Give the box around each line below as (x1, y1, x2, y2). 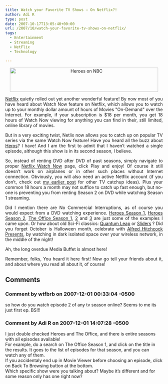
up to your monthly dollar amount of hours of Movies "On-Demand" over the (5, 106, 163, 112)
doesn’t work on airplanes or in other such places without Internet (5, 168, 163, 174)
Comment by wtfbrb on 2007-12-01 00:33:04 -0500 (5, 290, 135, 297)
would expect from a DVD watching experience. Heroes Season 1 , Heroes (5, 209, 163, 215)
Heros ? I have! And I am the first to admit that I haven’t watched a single (5, 142, 163, 148)
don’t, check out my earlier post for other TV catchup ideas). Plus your (5, 178, 163, 185)
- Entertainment (9, 35, 43, 40)
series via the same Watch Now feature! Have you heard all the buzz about (5, 137, 163, 143)
